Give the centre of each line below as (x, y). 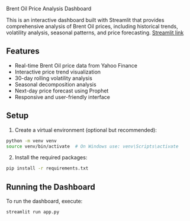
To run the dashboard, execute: (44, 201)
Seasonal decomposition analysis (55, 84)
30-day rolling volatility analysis (54, 78)
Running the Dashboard (51, 187)
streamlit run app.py (33, 212)
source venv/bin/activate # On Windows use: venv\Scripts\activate (92, 146)
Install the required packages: (51, 158)
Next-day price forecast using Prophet (62, 91)
